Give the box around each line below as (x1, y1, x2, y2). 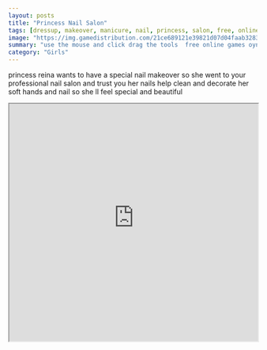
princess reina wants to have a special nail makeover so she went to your (8, 70, 246, 79)
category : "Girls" (8, 48, 69, 56)
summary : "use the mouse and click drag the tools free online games (8, 41, 246, 49)
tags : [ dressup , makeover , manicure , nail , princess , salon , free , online (8, 26, 260, 34)
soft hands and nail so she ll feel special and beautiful (8, 87, 183, 96)
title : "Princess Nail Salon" (8, 19, 108, 27)
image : (8, 33, 30, 42)
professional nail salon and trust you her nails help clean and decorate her (8, 78, 250, 88)
